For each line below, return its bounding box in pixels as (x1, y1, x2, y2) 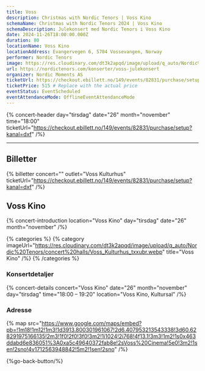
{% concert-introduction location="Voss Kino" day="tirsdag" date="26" (6, 217, 187, 224)
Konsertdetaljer (6, 270, 54, 279)
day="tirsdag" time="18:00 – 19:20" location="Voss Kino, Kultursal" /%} (6, 290, 187, 298)
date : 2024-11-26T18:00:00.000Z (6, 32, 88, 38)
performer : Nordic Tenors (6, 54, 72, 61)
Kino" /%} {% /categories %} (6, 255, 79, 262)
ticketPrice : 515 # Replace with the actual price (6, 83, 138, 89)
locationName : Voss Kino (6, 43, 70, 50)
